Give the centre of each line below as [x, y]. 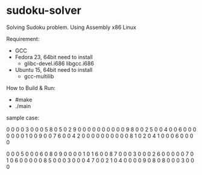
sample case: [23, 118]
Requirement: [23, 39]
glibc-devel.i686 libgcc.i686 [59, 63]
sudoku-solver [44, 11]
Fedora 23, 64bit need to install [54, 57]
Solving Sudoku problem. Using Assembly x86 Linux [71, 27]
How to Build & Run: [31, 87]
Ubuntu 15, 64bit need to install [54, 69]
